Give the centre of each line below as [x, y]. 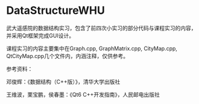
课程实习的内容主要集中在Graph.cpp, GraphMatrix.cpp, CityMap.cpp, [92, 48]
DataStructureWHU [56, 11]
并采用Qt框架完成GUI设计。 [40, 35]
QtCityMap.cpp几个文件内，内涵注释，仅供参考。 [67, 56]
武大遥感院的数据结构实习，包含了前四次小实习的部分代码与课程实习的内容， [101, 28]
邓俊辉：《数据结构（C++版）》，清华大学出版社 [63, 82]
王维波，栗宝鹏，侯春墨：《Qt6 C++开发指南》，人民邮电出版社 [83, 94]
